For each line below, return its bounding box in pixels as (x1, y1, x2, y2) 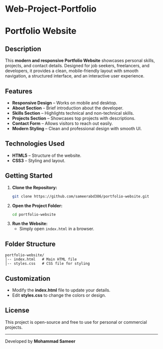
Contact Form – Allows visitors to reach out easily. (12, 121, 113, 126)
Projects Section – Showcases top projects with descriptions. (12, 115, 136, 121)
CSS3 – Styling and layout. (12, 157, 65, 163)
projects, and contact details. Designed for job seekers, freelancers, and (5, 63, 149, 69)
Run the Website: (12, 221, 48, 227)
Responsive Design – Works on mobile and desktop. (12, 100, 117, 106)
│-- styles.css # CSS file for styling (5, 261, 90, 266)
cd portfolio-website (12, 212, 56, 217)
